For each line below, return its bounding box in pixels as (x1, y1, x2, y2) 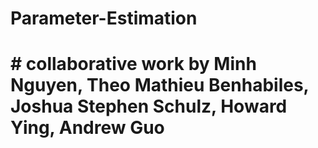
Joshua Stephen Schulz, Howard (10, 95, 288, 118)
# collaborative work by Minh (10, 53, 257, 76)
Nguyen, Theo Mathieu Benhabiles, (10, 74, 310, 97)
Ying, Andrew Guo (10, 117, 165, 139)
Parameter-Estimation (10, 7, 198, 30)
